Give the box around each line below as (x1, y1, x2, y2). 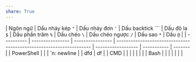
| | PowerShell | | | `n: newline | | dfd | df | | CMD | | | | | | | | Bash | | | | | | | (5, 49, 183, 56)
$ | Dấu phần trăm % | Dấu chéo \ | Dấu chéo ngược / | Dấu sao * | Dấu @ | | (5, 30, 187, 38)
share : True (5, 8, 35, 15)
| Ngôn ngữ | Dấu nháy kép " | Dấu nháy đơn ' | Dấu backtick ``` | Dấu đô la (5, 25, 188, 32)
